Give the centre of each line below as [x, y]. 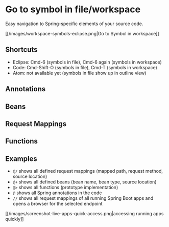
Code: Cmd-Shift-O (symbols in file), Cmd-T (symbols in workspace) [85, 67]
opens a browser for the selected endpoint [58, 204]
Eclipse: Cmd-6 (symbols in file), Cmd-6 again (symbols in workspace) [87, 62]
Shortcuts [21, 50]
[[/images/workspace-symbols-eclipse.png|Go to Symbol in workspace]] [82, 33]
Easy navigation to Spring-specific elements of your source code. [74, 24]
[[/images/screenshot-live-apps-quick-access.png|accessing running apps [84, 214]
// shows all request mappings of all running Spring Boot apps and [83, 198]
